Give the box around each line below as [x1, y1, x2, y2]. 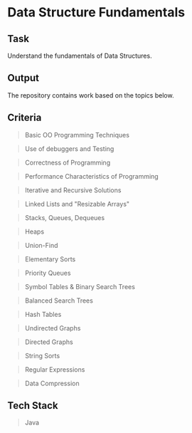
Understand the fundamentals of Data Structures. [7, 51, 152, 60]
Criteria [7, 112, 42, 124]
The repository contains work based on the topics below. [7, 90, 174, 100]
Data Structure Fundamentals [7, 4, 186, 21]
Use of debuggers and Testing [24, 144, 114, 153]
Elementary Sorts [24, 254, 76, 264]
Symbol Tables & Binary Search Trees [24, 282, 135, 291]
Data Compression [24, 379, 80, 387]
